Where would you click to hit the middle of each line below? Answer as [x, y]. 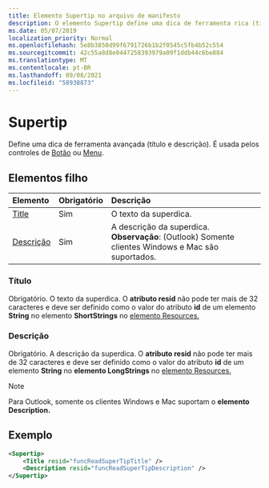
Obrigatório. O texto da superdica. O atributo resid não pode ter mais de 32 [133, 298]
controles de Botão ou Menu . [56, 153]
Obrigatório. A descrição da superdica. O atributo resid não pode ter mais [130, 354]
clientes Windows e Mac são [165, 247]
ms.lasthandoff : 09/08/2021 [55, 75]
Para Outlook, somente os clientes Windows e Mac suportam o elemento [129, 402]
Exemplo [30, 436]
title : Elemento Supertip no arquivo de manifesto [94, 16]
